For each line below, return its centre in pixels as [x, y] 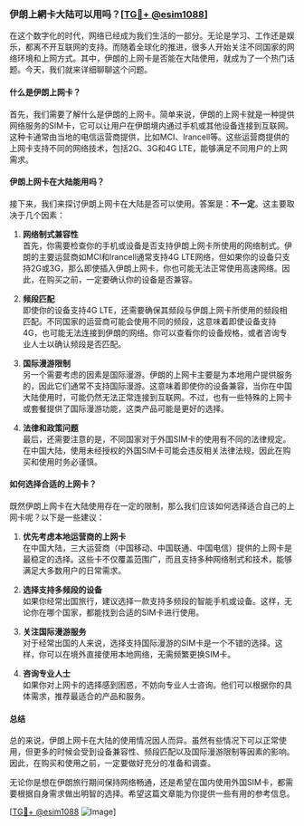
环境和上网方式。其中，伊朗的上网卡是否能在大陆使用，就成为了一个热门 [152, 58]
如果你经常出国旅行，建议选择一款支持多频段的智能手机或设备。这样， [153, 600]
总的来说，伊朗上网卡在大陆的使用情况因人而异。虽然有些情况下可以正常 [144, 741]
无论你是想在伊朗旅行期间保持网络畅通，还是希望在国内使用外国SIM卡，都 [147, 783]
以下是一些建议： [72, 517]
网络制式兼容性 [50, 234]
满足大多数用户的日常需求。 [74, 570]
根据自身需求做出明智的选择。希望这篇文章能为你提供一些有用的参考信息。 [156, 793]
